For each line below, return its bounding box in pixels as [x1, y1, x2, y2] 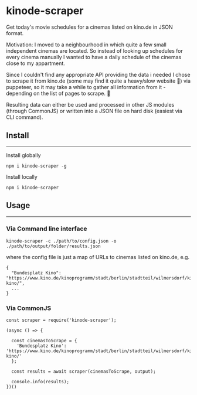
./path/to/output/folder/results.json [6, 243, 101, 249]
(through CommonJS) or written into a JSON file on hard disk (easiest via [6, 107, 183, 114]
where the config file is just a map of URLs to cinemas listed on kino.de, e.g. [6, 253, 189, 260]
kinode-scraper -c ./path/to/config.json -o [6, 238, 117, 244]
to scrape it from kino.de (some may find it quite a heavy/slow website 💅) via [6, 77, 191, 84]
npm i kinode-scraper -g [6, 163, 67, 169]
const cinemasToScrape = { [11, 338, 77, 344]
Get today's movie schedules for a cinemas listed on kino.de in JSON [6, 23, 173, 30]
